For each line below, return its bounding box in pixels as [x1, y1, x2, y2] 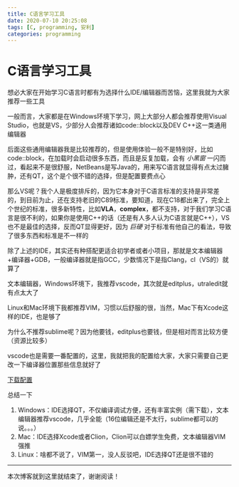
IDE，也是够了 [19, 313, 62, 321]
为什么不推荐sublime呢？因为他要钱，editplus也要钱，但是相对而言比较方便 [7, 328, 228, 336]
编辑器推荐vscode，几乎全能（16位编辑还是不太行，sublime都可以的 [17, 414, 219, 424]
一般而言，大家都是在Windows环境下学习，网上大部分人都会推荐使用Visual [7, 112, 227, 121]
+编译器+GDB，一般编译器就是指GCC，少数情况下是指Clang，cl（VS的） [7, 256, 223, 264]
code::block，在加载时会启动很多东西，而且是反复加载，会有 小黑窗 [7, 154, 206, 162]
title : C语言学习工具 [7, 10, 65, 18]
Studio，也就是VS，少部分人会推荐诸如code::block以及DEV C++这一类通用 [7, 121, 227, 130]
